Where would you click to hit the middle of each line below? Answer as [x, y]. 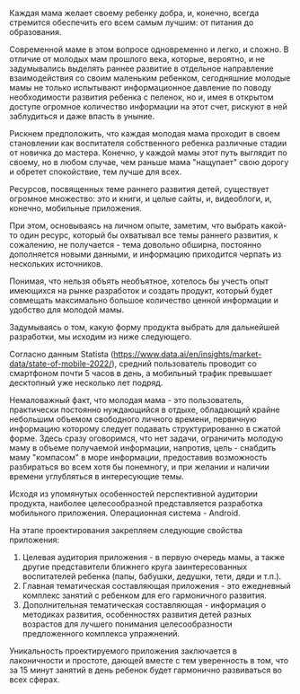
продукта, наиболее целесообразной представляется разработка [136, 503]
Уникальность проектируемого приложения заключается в [124, 651]
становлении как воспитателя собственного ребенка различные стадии [148, 143]
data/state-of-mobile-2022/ [61, 364]
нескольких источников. [56, 264]
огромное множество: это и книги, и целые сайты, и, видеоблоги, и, [141, 198]
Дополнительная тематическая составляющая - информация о [144, 605]
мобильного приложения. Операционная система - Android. [125, 513]
